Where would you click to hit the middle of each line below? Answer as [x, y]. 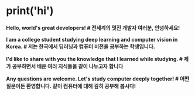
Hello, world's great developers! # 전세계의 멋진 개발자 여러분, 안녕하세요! [93, 28]
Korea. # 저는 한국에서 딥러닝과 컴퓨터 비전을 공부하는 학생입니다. [81, 46]
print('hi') [30, 11]
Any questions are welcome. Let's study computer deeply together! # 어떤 [98, 79]
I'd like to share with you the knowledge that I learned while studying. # [95, 59]
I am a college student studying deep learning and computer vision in [92, 39]
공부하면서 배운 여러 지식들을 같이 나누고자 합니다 [68, 66]
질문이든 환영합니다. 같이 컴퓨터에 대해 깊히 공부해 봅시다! [71, 86]
